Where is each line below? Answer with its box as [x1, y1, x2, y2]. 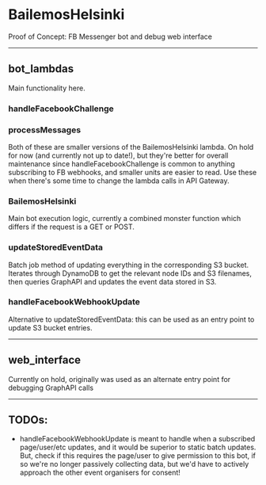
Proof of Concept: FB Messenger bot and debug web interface [8, 32, 212, 41]
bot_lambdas [8, 62, 74, 76]
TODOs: [8, 414, 48, 427]
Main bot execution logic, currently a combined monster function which [8, 214, 241, 223]
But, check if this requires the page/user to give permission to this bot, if [19, 451, 256, 460]
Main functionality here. [8, 83, 85, 93]
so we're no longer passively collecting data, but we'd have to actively [19, 460, 249, 469]
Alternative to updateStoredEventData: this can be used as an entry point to [8, 315, 255, 324]
